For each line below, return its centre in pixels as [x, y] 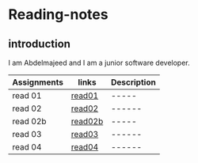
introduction [40, 44]
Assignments [38, 82]
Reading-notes [58, 15]
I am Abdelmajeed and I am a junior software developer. [99, 63]
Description [133, 82]
